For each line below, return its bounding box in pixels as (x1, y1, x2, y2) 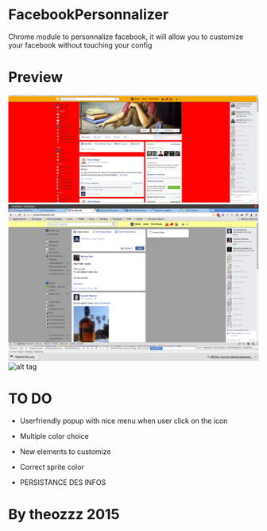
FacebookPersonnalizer (8, 6, 169, 24)
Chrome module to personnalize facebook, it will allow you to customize (8, 32, 244, 41)
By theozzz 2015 (8, 506, 120, 524)
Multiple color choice (19, 431, 89, 440)
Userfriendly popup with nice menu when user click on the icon (19, 416, 228, 425)
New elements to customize (19, 447, 111, 456)
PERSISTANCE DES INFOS (19, 477, 106, 486)
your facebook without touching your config (8, 40, 153, 49)
